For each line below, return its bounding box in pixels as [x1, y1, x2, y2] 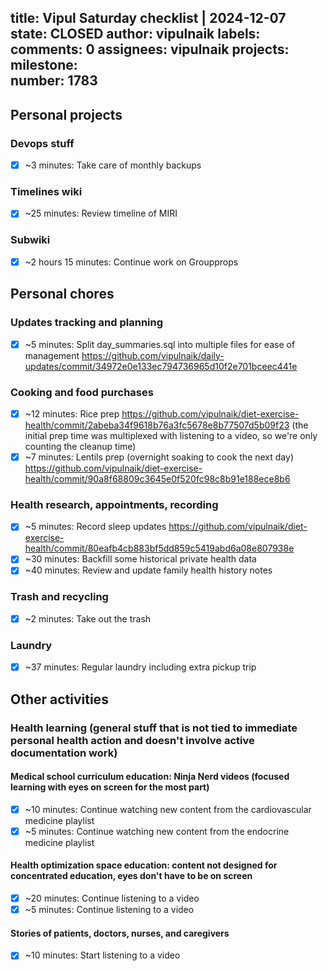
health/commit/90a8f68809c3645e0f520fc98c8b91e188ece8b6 [24, 473, 291, 485]
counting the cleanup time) [24, 440, 137, 452]
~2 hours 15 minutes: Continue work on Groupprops [24, 256, 239, 268]
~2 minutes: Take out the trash [24, 612, 152, 625]
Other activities [10, 691, 109, 708]
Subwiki [10, 233, 51, 247]
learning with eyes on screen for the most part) [10, 781, 210, 793]
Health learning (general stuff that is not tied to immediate [10, 721, 298, 735]
